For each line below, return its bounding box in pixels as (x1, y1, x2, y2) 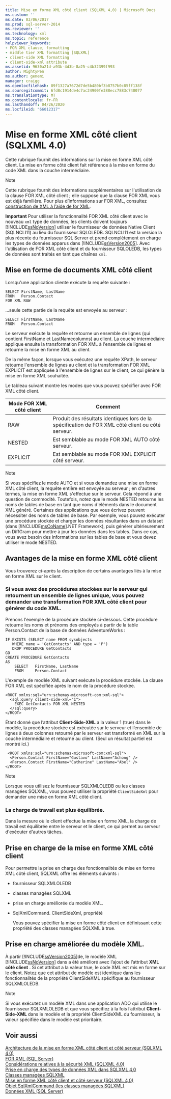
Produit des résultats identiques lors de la (52, 415, 152, 422)
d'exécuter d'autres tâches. (5, 829, 63, 835)
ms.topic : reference (5, 36, 49, 41)
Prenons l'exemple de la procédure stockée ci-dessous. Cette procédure (5, 616, 158, 622)
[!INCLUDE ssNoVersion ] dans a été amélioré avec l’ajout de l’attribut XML (5, 958, 159, 965)
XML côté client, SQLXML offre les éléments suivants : (5, 870, 120, 876)
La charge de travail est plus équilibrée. (5, 806, 105, 813)
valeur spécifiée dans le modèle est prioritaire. (5, 1016, 103, 1023)
